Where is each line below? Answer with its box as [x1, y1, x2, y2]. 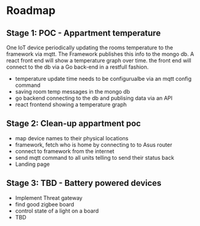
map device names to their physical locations [15, 134, 129, 142]
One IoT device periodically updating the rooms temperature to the [6, 44, 173, 51]
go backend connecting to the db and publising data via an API [15, 95, 173, 101]
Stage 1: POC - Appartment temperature [6, 28, 161, 38]
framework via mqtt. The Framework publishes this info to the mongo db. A [6, 50, 195, 58]
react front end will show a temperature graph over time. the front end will [6, 57, 191, 64]
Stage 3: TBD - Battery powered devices [6, 178, 162, 188]
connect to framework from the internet [15, 147, 114, 155]
